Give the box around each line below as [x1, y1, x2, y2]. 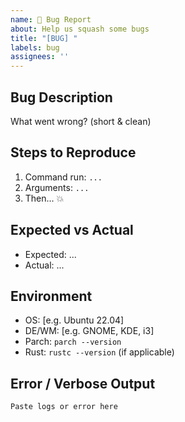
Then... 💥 [24, 192, 65, 204]
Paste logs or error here [10, 402, 118, 412]
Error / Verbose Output [10, 375, 156, 392]
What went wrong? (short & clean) [10, 115, 152, 127]
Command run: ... [24, 171, 103, 183]
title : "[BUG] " [10, 33, 78, 43]
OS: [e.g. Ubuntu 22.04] [24, 314, 125, 326]
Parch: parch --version [24, 336, 122, 348]
